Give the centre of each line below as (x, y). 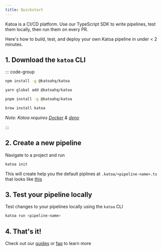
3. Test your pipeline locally (49, 195)
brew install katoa (25, 108)
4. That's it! (23, 231)
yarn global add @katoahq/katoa (39, 90)
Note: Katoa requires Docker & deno (42, 117)
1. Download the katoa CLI (45, 60)
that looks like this (24, 179)
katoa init (16, 164)
